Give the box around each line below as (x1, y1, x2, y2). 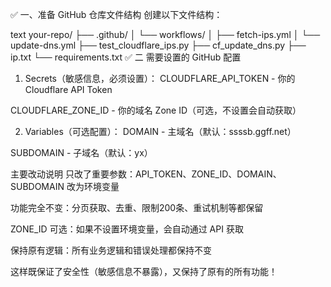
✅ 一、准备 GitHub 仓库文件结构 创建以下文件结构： (10, 9, 223, 20)
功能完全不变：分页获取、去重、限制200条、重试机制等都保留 (10, 202, 264, 213)
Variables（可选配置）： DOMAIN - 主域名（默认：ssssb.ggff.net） (24, 126, 297, 137)
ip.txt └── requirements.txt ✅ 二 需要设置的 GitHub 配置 (10, 51, 242, 63)
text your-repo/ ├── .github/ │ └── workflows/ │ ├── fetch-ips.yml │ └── (10, 29, 321, 40)
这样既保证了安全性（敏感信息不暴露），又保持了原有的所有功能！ (10, 266, 278, 277)
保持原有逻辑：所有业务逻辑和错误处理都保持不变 (10, 244, 212, 256)
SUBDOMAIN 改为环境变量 (10, 181, 120, 192)
